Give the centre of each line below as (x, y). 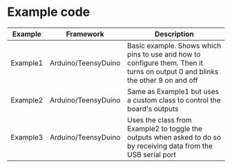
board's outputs (153, 109)
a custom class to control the (174, 100)
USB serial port (152, 154)
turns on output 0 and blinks (173, 71)
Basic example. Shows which (174, 46)
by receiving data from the (170, 146)
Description (174, 34)
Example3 (27, 137)
